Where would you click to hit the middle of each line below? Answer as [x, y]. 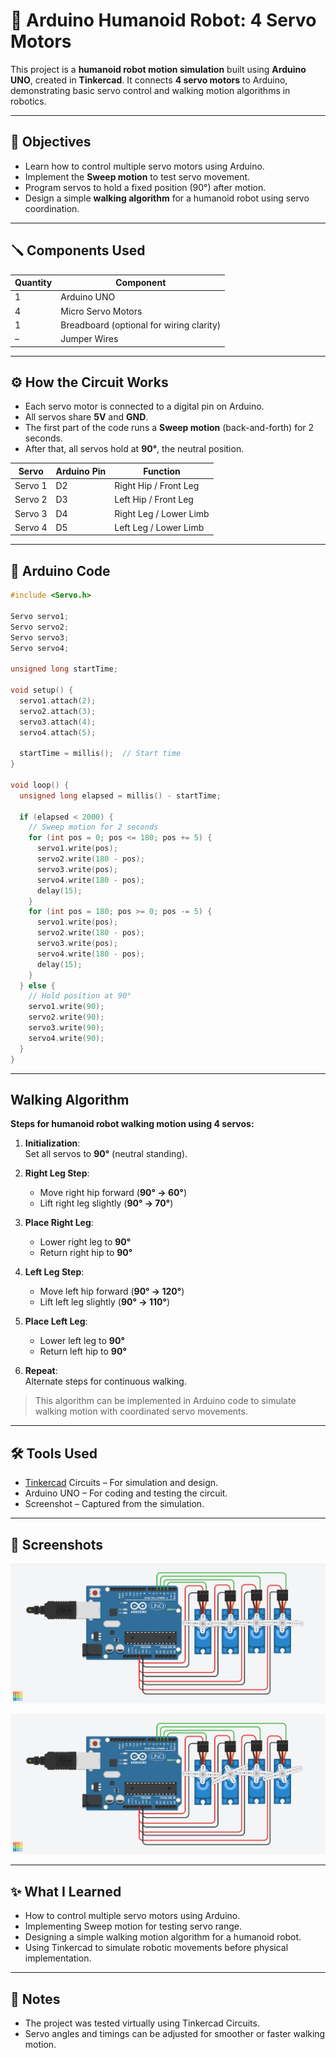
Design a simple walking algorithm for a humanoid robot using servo [167, 198]
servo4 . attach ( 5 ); [58, 732]
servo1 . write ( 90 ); [66, 1007]
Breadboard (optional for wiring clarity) [141, 325]
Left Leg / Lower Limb [159, 527]
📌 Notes [35, 1999]
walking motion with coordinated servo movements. [141, 1411]
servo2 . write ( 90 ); [66, 1017]
